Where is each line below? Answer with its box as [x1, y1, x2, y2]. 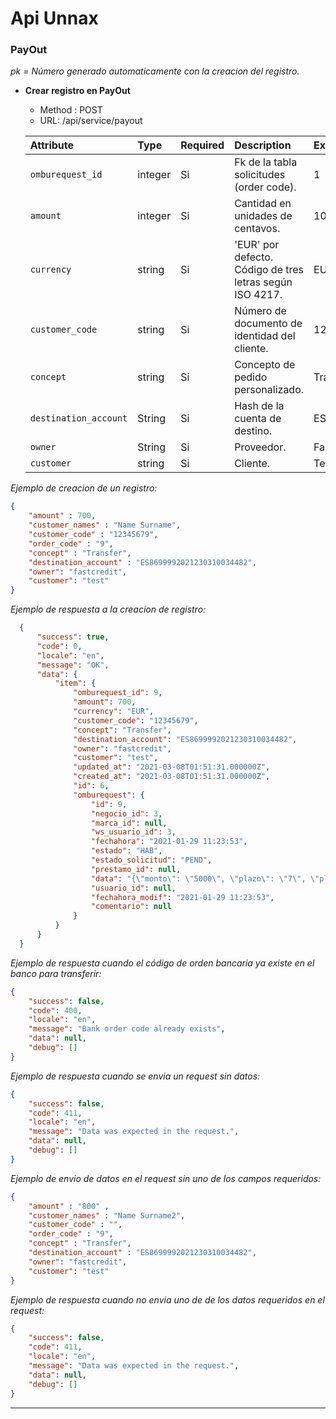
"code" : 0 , [36, 641, 83, 651]
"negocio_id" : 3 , [90, 808, 163, 819]
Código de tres [234, 263, 305, 277]
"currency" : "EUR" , [73, 707, 155, 717]
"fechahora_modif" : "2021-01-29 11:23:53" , [90, 892, 275, 902]
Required [180, 138, 225, 152]
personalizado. [234, 383, 305, 397]
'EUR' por [234, 238, 280, 252]
